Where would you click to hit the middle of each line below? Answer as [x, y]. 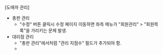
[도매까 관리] [17, 7]
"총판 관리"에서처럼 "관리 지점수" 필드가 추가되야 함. [70, 43]
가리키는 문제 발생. [49, 30]
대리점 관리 [23, 37]
